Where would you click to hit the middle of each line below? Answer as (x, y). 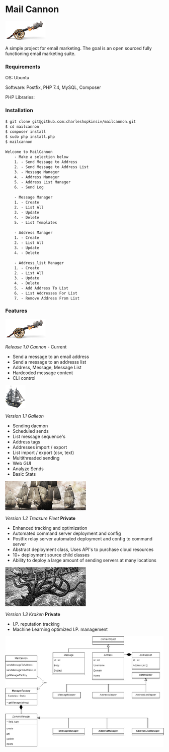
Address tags (26, 442)
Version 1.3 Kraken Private (33, 614)
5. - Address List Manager (43, 182)
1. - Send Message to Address (46, 162)
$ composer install (26, 132)
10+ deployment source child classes (51, 555)
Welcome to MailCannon (29, 152)
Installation (19, 111)
